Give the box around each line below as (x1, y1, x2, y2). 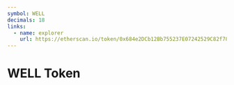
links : (7, 23, 26, 30)
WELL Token (7, 66, 81, 82)
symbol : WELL (7, 10, 45, 17)
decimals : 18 (7, 17, 45, 23)
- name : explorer (13, 29, 64, 37)
